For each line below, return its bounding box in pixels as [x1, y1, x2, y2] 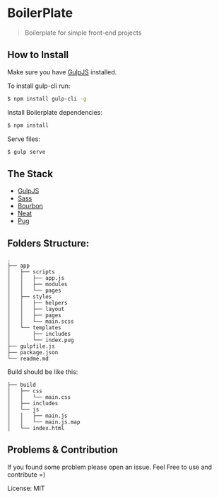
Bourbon [17, 202, 44, 210]
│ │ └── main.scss [7, 318, 74, 325]
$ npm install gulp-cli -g [7, 95, 87, 102]
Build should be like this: [7, 368, 78, 376]
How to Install [7, 49, 69, 61]
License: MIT [7, 484, 45, 492]
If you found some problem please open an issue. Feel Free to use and [7, 463, 213, 471]
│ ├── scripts [7, 268, 55, 276]
